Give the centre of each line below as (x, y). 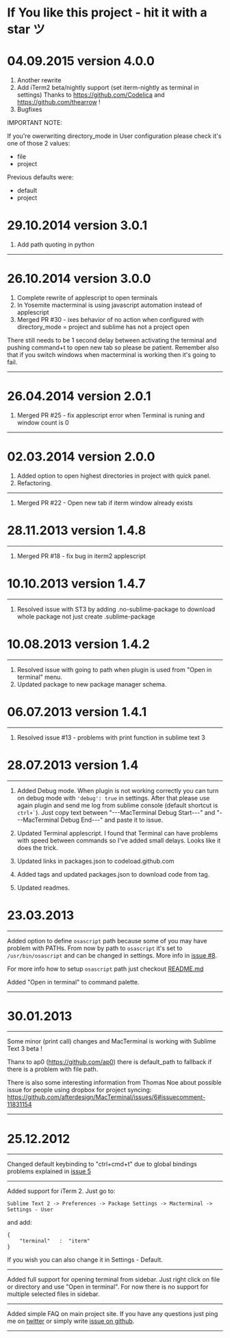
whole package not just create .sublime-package (86, 616)
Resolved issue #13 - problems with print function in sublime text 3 (111, 737)
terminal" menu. (40, 677)
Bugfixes (29, 109)
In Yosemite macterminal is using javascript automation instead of (110, 305)
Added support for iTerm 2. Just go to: (61, 1191)
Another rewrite (39, 80)
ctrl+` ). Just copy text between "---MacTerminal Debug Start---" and (116, 812)
